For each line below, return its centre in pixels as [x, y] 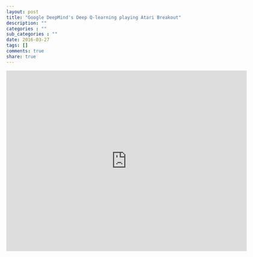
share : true [21, 57]
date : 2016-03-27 [28, 40]
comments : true [25, 51]
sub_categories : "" [32, 34]
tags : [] [17, 46]
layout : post [23, 12]
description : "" [26, 23]
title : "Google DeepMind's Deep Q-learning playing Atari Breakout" [94, 17]
